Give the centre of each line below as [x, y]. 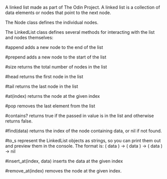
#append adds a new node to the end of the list [54, 47]
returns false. [19, 121]
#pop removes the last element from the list [50, 106]
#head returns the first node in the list [44, 77]
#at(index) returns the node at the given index [53, 96]
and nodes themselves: [29, 38]
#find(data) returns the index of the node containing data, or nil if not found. [83, 131]
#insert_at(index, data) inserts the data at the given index [64, 161]
